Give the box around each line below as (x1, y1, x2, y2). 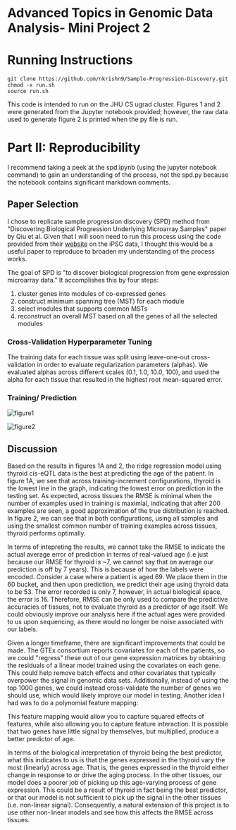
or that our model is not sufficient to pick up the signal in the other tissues (7, 793, 222, 802)
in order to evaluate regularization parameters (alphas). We (37, 361, 209, 369)
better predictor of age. (7, 735, 75, 743)
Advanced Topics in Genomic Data (7, 5, 213, 21)
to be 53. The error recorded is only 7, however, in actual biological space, (7, 588, 223, 596)
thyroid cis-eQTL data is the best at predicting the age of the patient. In (7, 469, 214, 478)
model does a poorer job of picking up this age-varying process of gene (7, 779, 217, 787)
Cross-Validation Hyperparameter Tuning (7, 337, 153, 347)
